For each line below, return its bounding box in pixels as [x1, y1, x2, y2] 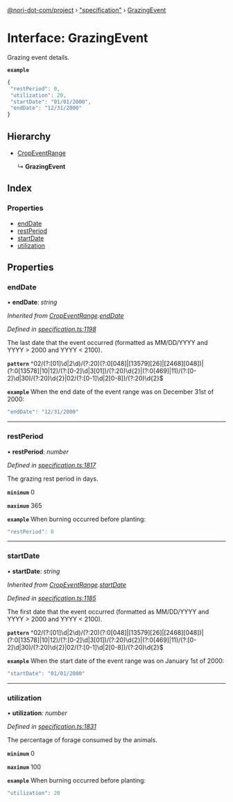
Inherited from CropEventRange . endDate [7, 312, 124, 320]
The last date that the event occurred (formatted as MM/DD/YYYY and [7, 339, 208, 347]
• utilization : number [7, 709, 68, 717]
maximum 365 [7, 501, 42, 510]
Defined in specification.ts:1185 [7, 594, 96, 602]
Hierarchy [7, 130, 51, 142]
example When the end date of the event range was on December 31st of [7, 387, 214, 396]
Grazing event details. [7, 53, 70, 61]
